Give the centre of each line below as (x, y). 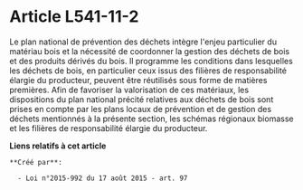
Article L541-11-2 (74, 17)
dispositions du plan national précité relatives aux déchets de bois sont (142, 99)
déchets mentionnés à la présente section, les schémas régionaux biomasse (151, 119)
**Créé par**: (36, 162)
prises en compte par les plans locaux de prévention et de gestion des (141, 109)
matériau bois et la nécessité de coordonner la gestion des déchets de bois (150, 51)
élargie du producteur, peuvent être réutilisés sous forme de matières (138, 80)
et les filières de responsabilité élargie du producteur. (109, 128)
